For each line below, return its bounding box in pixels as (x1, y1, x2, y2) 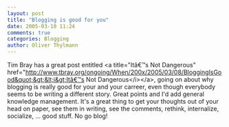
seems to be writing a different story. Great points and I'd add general (7, 90, 205, 98)
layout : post (7, 10, 45, 17)
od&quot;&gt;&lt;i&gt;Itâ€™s (7, 76, 85, 83)
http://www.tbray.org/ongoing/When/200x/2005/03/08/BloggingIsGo (25, 68, 222, 76)
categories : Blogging (7, 36, 69, 43)
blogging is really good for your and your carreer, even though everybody (7, 83, 216, 91)
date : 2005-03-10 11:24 (7, 23, 76, 30)
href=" (7, 68, 26, 76)
